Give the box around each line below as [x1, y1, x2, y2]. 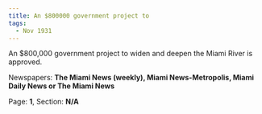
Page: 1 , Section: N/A [8, 97, 79, 107]
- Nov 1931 [15, 26, 52, 35]
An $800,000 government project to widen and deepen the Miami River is [8, 49, 253, 59]
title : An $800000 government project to [8, 11, 150, 20]
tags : [8, 19, 27, 27]
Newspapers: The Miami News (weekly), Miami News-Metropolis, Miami [8, 73, 255, 83]
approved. [8, 57, 43, 67]
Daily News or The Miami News [8, 81, 115, 91]
